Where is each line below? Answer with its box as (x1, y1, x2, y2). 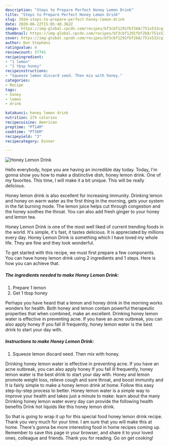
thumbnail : (5, 31, 28, 36)
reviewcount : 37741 (5, 49, 46, 55)
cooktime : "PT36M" (5, 129, 44, 134)
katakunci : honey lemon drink (5, 111, 69, 116)
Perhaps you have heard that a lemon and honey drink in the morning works (5, 300, 162, 306)
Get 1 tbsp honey (12, 290, 48, 296)
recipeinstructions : (5, 69, 49, 74)
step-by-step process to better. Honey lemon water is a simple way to (5, 387, 150, 394)
